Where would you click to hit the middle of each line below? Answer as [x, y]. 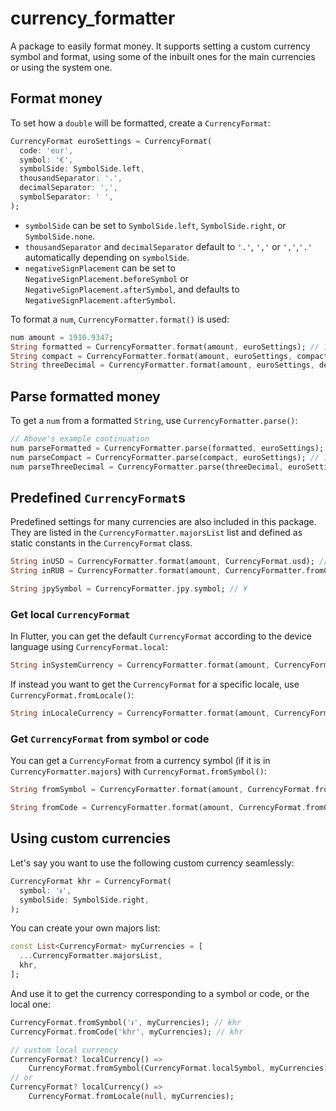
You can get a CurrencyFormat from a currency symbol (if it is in [140, 761]
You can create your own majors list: [85, 928]
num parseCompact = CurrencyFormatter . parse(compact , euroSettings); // [165, 457]
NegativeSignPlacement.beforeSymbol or [106, 278]
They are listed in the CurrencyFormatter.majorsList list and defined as [156, 533]
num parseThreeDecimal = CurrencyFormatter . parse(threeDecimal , [147, 467]
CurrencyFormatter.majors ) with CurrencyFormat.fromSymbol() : [138, 771]
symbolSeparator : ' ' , [66, 197]
